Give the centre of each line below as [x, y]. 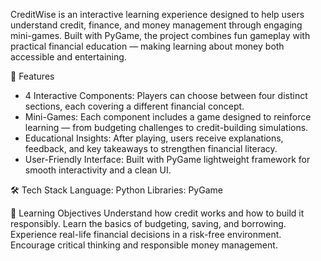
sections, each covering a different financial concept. [134, 106]
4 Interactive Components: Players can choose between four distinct [166, 95]
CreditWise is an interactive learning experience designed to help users [157, 14]
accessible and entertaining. [68, 57]
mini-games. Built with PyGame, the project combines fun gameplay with [160, 35]
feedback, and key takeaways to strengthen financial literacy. [151, 148]
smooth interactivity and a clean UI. [98, 170]
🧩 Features [32, 76]
